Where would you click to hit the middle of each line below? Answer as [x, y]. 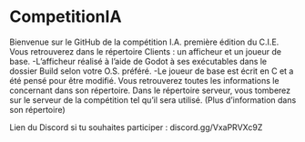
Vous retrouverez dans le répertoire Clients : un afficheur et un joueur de [146, 51]
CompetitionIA [66, 17]
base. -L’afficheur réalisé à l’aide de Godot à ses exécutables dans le [138, 61]
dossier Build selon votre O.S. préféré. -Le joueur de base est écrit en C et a [152, 71]
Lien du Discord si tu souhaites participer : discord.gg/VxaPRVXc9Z [136, 127]
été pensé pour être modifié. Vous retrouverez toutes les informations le [144, 80]
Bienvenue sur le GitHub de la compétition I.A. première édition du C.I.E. [144, 42]
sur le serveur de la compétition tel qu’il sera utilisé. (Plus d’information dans [153, 100]
